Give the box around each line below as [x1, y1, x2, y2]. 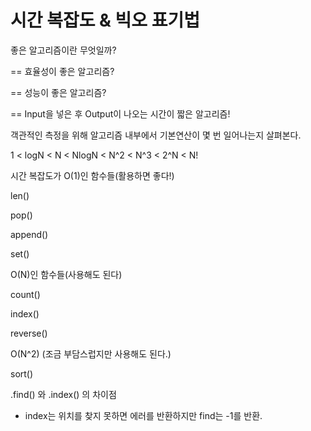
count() [10, 288, 41, 300]
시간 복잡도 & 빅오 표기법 [10, 9, 200, 32]
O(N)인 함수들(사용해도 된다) [10, 268, 123, 280]
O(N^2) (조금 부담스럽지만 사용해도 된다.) [10, 347, 172, 360]
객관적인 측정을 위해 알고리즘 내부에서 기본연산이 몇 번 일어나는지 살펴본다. [10, 129, 302, 141]
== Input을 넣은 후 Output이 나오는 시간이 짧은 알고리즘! [10, 107, 231, 120]
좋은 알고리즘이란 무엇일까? [10, 44, 117, 56]
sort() [10, 367, 34, 380]
